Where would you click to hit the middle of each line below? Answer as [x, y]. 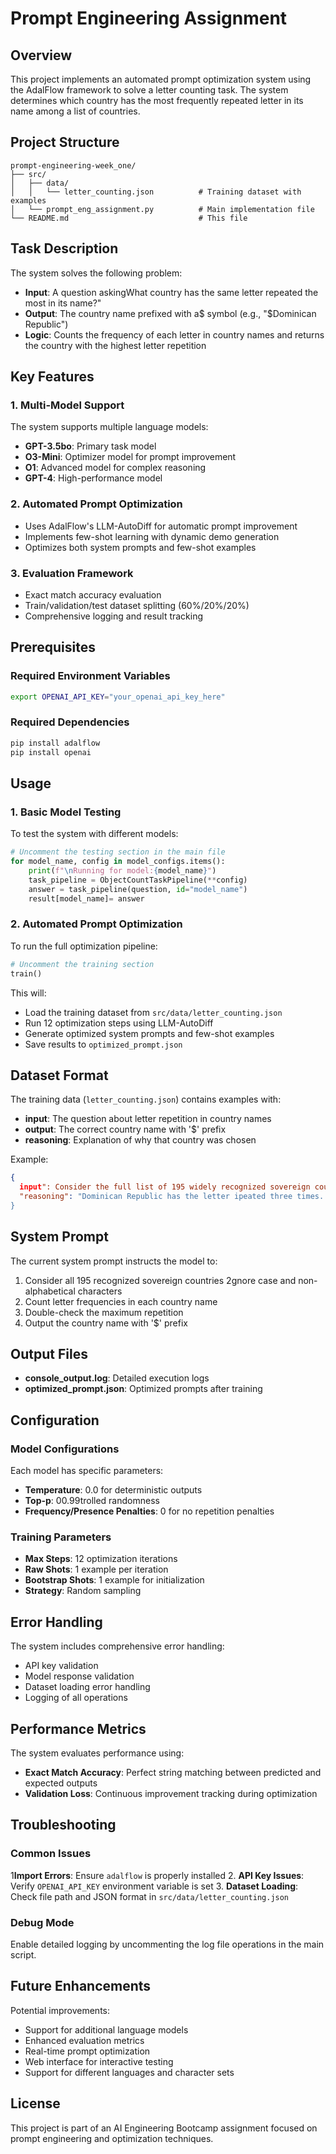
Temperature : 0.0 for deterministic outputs [113, 1490]
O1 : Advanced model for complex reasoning [115, 468]
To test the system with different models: [94, 834]
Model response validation [79, 1676]
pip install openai [51, 752]
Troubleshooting [63, 1825]
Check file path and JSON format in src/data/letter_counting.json [150, 1896]
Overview [41, 55]
